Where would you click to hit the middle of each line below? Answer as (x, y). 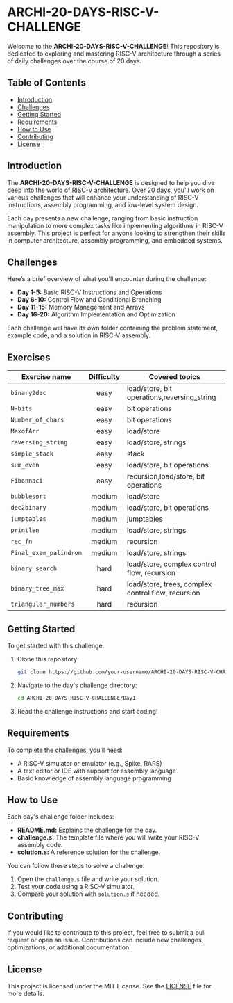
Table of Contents (47, 83)
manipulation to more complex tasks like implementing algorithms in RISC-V (115, 225)
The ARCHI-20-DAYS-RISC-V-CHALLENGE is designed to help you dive (111, 182)
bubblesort (28, 497)
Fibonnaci (27, 481)
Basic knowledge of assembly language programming (94, 778)
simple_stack (32, 454)
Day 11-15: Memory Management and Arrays (81, 307)
